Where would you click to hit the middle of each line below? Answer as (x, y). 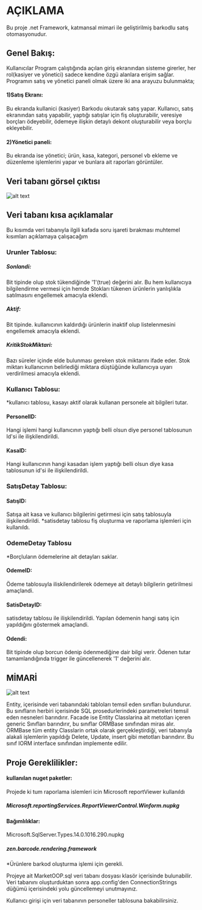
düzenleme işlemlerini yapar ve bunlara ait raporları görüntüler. (85, 162)
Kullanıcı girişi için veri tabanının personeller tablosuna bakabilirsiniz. (92, 901)
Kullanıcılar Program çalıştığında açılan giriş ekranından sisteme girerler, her (101, 68)
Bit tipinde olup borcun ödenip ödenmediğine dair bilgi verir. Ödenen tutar (99, 652)
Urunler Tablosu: (32, 252)
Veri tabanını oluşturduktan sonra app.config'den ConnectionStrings (92, 883)
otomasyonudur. (27, 34)
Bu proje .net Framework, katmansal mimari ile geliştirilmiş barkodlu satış (97, 27)
